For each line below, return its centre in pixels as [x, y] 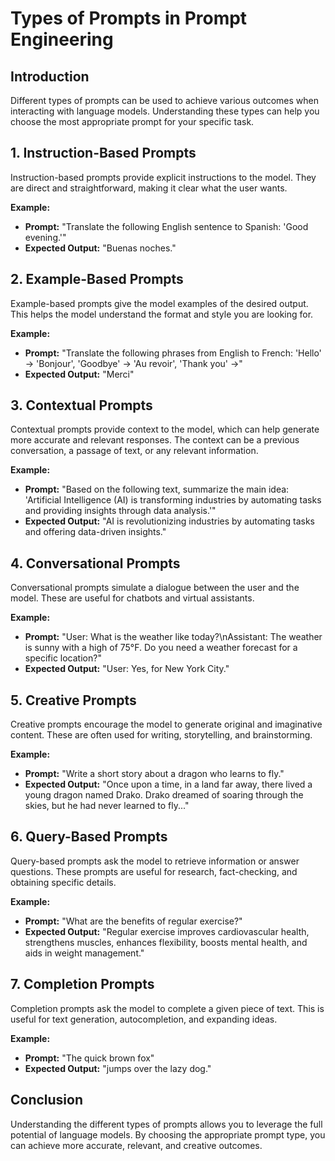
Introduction [50, 76]
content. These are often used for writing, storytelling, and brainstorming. [161, 735]
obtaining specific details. [63, 882]
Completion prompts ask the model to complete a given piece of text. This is [167, 1008]
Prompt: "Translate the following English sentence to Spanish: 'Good [166, 226]
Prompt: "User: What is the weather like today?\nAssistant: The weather [173, 637]
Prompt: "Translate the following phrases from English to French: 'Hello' [173, 353]
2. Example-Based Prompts [97, 279]
